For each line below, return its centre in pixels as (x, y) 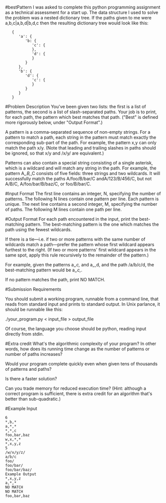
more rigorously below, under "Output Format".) (54, 122)
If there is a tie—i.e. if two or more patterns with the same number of (75, 239)
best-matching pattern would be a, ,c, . (44, 270)
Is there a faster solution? (31, 379)
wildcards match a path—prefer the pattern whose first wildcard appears (80, 245)
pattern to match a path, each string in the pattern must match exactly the (81, 137)
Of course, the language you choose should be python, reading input (76, 329)
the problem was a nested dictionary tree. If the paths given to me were (78, 18)
